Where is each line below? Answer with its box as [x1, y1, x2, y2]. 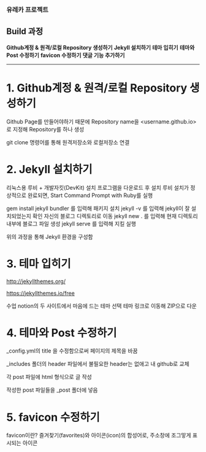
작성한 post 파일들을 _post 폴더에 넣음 [6, 386, 98, 394]
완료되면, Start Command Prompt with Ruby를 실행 [27, 192, 153, 199]
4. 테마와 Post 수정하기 [6, 325, 117, 340]
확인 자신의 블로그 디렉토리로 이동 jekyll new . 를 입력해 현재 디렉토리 [32, 212, 198, 219]
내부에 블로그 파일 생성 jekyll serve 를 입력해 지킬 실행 [6, 220, 137, 227]
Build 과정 [6, 26, 44, 37]
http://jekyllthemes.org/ [6, 278, 66, 285]
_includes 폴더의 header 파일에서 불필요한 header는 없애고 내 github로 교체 [6, 360, 190, 368]
